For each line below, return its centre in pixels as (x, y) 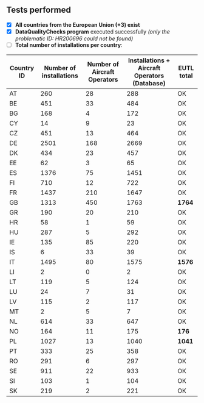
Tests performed (39, 10)
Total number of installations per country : (69, 45)
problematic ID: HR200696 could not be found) (74, 38)
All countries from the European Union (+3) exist (77, 24)
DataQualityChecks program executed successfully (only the (92, 31)
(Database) (149, 83)
